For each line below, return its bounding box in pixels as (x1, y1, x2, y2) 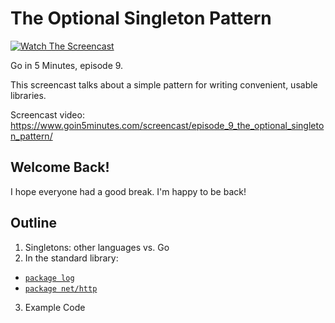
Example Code (24, 301, 86, 313)
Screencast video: (10, 108, 85, 121)
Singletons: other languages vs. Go (24, 241, 170, 253)
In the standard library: (24, 252, 119, 264)
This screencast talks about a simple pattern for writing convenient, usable (10, 78, 318, 91)
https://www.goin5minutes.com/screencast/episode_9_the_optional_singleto (10, 119, 325, 131)
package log (24, 273, 75, 283)
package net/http (24, 283, 98, 294)
